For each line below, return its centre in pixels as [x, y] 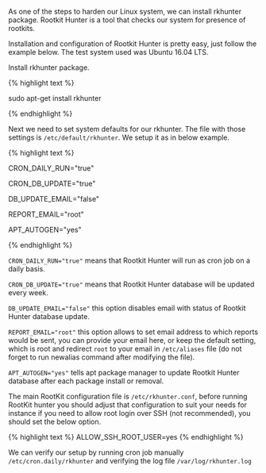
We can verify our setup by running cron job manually [96, 452]
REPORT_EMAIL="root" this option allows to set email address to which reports [133, 332]
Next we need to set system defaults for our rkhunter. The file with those [127, 129]
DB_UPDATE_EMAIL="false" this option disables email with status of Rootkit [127, 308]
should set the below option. [55, 421]
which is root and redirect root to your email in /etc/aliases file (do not [125, 349]
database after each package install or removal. [86, 381]
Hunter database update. [49, 316]
